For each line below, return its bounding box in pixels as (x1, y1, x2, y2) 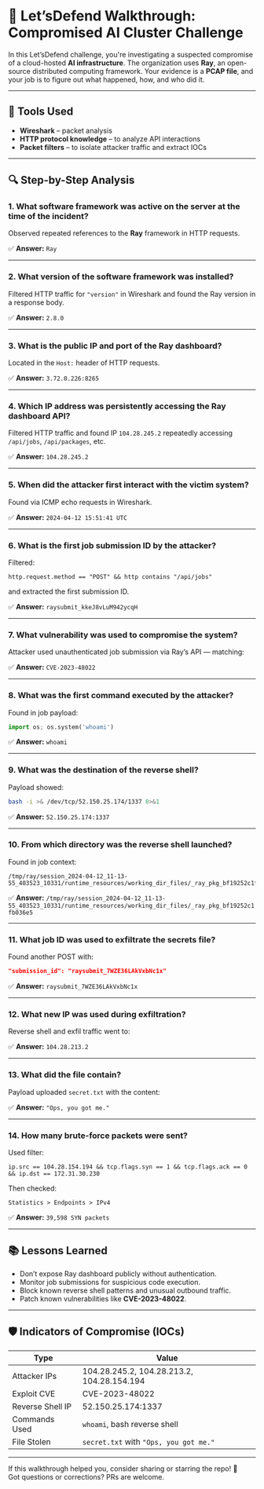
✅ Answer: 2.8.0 (8, 313, 64, 322)
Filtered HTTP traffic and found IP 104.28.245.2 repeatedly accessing (8, 428, 233, 438)
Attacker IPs (12, 1370, 57, 1381)
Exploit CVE (12, 1388, 56, 1399)
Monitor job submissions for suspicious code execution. (19, 1277, 201, 1286)
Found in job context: (8, 857, 77, 866)
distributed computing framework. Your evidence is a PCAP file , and (32, 66, 254, 75)
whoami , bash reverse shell (82, 1418, 178, 1429)
